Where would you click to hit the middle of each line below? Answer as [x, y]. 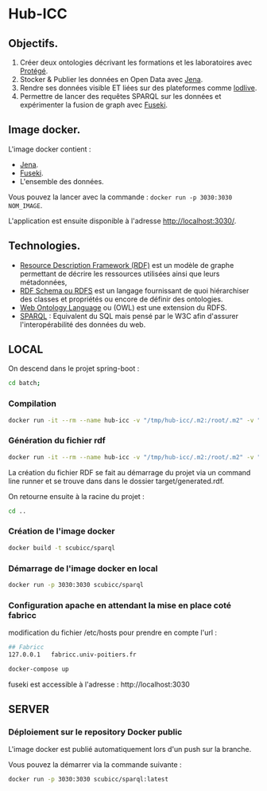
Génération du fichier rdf [57, 441]
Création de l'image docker [62, 531]
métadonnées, [43, 282]
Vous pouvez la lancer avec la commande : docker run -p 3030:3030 [120, 197]
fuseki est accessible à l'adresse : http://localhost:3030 [99, 684]
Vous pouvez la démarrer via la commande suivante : [95, 765]
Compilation [33, 403]
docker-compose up [39, 669]
